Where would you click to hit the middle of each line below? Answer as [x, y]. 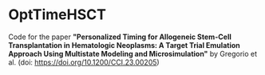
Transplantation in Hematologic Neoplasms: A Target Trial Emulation [125, 45]
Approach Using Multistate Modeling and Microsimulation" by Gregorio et [133, 53]
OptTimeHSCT [57, 15]
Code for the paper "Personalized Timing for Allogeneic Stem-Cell [120, 37]
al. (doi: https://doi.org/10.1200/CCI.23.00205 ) [84, 62]
